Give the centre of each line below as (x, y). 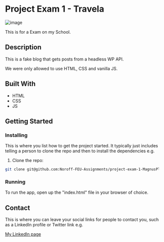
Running (15, 182)
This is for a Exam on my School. (38, 32)
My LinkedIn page (23, 234)
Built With (20, 84)
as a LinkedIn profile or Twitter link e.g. (44, 225)
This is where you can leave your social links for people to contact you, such (82, 220)
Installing (16, 135)
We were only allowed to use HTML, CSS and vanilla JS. (61, 68)
